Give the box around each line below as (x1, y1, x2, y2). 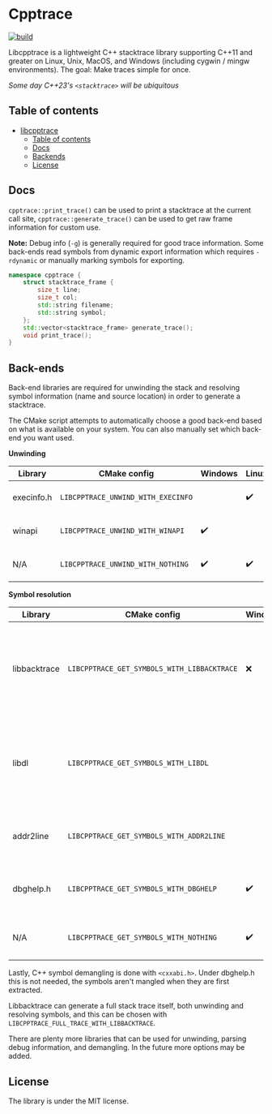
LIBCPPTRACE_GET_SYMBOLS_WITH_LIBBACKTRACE (67, 665, 238, 673)
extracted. (8, 985, 43, 995)
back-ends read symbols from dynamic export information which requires (8, 247, 255, 256)
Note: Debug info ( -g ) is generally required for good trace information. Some (8, 238, 264, 247)
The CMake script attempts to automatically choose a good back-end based (8, 415, 262, 426)
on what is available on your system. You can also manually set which (8, 424, 240, 434)
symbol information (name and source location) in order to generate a (8, 391, 241, 402)
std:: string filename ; (37, 301, 114, 309)
